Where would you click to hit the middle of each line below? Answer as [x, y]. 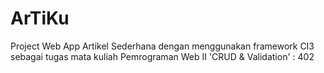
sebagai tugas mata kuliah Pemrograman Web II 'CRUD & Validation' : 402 [162, 56]
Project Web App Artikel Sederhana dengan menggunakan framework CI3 [162, 46]
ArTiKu [40, 18]
